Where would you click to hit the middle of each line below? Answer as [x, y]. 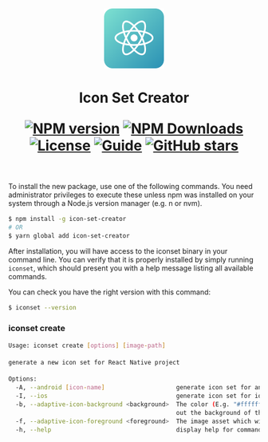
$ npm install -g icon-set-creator [67, 219]
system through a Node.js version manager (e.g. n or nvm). [105, 203]
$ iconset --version [43, 307]
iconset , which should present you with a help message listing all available [131, 268]
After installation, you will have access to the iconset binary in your [118, 251]
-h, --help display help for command [139, 430]
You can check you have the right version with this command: [110, 292]
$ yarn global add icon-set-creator [69, 235]
